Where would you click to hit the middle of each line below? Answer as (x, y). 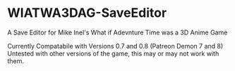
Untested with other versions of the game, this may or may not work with (113, 53)
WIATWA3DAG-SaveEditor (87, 13)
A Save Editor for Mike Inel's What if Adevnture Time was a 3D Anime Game (117, 32)
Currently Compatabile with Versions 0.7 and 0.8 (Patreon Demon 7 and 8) (115, 46)
